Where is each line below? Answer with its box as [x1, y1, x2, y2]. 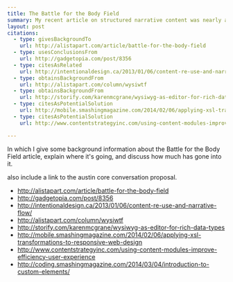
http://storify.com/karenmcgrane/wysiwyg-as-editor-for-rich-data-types [17, 223, 225, 231]
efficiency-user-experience [17, 252, 96, 261]
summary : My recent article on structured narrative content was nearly [7, 17, 222, 24]
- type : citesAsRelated [13, 62, 82, 69]
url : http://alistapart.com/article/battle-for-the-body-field [19, 42, 207, 49]
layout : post [7, 23, 45, 30]
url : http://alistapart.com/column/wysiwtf [19, 81, 148, 88]
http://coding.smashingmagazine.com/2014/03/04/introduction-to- [17, 260, 209, 268]
